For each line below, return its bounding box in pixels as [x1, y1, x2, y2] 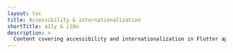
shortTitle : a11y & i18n [7, 23, 79, 30]
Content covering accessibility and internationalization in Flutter [13, 36, 218, 43]
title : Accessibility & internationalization [7, 17, 141, 23]
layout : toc [7, 10, 42, 17]
